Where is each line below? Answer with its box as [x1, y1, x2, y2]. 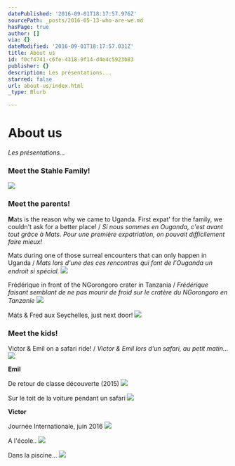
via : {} [8, 37, 31, 44]
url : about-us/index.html [8, 82, 83, 89]
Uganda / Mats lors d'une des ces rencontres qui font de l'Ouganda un [8, 258, 213, 267]
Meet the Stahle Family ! [8, 166, 90, 176]
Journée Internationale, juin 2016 [8, 422, 103, 430]
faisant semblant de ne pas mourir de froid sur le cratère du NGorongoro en [8, 287, 228, 296]
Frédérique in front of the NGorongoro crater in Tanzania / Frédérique [8, 280, 209, 289]
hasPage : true [8, 23, 50, 30]
